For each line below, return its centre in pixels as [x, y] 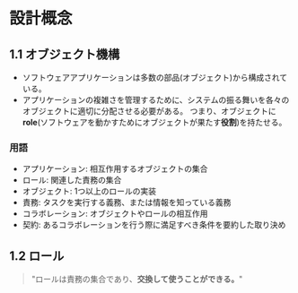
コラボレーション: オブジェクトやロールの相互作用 [115, 214]
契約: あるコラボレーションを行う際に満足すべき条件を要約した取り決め [154, 225]
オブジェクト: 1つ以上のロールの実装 [89, 191]
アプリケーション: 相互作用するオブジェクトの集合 [115, 169]
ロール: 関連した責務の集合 [72, 180]
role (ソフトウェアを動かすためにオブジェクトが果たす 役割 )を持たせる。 [154, 122]
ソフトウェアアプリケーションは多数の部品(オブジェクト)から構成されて [155, 78]
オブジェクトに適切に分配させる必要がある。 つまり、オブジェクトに [149, 111]
